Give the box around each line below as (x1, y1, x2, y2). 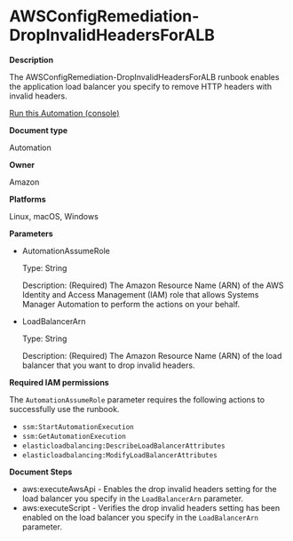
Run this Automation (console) (9, 107, 120, 118)
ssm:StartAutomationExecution (21, 422, 135, 432)
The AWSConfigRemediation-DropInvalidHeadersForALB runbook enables (9, 71, 280, 82)
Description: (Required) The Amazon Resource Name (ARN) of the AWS (21, 280, 284, 290)
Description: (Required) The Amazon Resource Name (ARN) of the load (21, 350, 282, 361)
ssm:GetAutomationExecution (21, 432, 126, 441)
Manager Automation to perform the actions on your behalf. (21, 298, 241, 309)
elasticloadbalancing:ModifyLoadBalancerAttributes (21, 450, 218, 459)
